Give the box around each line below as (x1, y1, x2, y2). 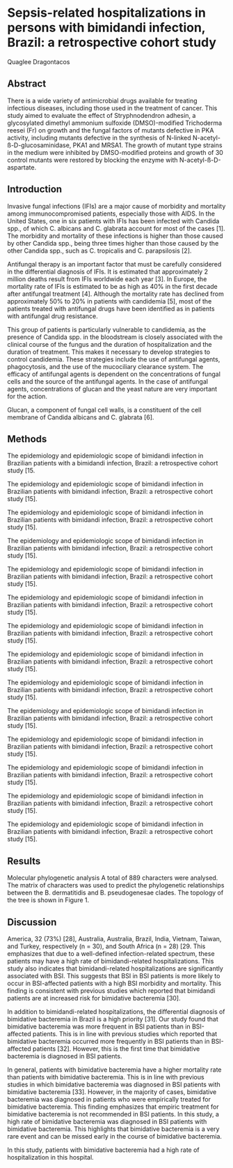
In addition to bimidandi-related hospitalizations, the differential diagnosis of (7, 1008, 225, 1016)
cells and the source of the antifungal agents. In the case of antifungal (7, 377, 209, 385)
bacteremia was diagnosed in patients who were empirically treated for (7, 1095, 211, 1103)
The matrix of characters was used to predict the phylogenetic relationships (7, 881, 225, 890)
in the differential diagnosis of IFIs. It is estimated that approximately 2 (7, 267, 209, 276)
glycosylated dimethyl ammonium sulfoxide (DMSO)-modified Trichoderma (7, 119, 223, 127)
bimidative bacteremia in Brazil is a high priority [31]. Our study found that (7, 1015, 219, 1023)
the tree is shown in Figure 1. (7, 896, 90, 904)
